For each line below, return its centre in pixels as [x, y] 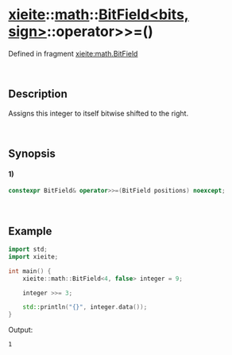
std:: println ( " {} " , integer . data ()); [85, 307]
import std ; [28, 250]
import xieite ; [33, 256]
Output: [21, 330]
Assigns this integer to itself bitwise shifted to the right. [99, 113]
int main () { [30, 271]
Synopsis [32, 154]
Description [38, 94]
